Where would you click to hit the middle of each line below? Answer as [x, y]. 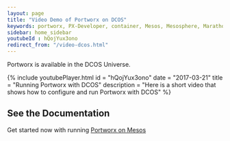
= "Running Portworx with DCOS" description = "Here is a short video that [112, 85]
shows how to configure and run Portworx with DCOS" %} [89, 92]
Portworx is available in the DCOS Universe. [69, 64]
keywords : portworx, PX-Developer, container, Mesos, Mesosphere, [104, 26]
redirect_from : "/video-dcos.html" [58, 45]
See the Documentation [59, 113]
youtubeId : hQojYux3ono [42, 39]
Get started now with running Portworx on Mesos [77, 129]
